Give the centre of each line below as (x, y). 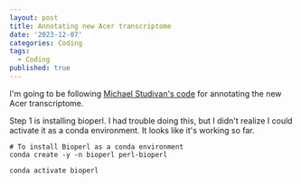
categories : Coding (46, 43)
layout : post (34, 18)
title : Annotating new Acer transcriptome (90, 26)
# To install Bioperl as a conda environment (96, 147)
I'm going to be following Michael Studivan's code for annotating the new (146, 93)
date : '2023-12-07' (46, 34)
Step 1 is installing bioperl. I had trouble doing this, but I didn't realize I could (151, 120)
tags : (19, 51)
